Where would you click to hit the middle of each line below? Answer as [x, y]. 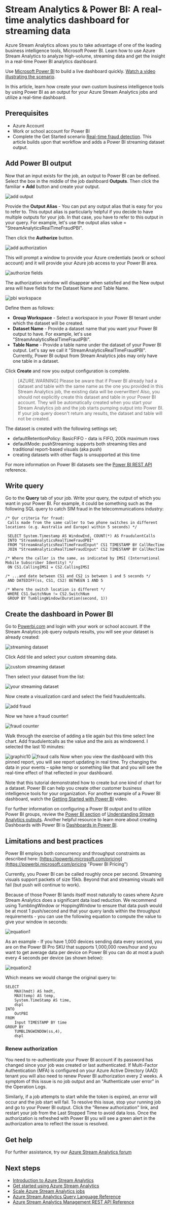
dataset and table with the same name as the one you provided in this [90, 386]
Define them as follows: [30, 308]
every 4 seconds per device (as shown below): [54, 958]
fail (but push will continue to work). [43, 885]
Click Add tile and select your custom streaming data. [61, 657]
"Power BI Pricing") [108, 864]
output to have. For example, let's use [52, 334]
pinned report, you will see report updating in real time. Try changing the [81, 762]
